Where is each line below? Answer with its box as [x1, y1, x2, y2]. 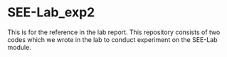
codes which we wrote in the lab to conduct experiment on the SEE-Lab [7, 35, 218, 43]
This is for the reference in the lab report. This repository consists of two [7, 28, 221, 36]
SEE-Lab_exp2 [7, 4, 95, 21]
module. [7, 43, 32, 51]
